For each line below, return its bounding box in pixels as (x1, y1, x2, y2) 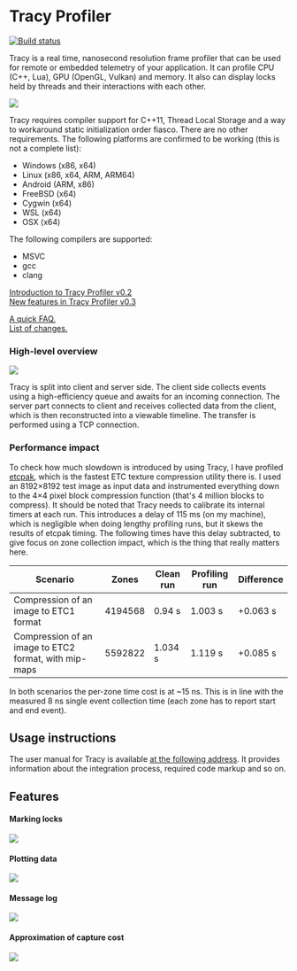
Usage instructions (9, 730, 117, 745)
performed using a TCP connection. (9, 419, 140, 431)
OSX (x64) (21, 216, 61, 227)
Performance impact (9, 441, 100, 454)
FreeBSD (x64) (21, 188, 77, 198)
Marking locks (9, 813, 64, 825)
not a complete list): (9, 143, 82, 153)
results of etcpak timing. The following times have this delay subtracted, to (9, 527, 281, 538)
